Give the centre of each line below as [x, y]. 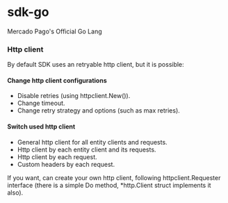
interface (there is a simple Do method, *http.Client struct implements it [109, 185]
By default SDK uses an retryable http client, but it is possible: [96, 65]
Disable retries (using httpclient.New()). [74, 96]
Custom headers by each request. [66, 164]
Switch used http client [41, 127]
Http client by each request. [57, 156]
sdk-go [28, 12]
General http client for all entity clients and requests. [92, 142]
